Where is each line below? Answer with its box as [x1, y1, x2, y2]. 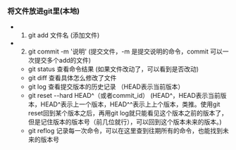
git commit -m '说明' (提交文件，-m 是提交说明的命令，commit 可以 [27, 47, 223, 56]
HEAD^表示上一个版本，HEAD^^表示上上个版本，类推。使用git [40, 100, 221, 108]
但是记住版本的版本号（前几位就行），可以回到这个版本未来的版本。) [27, 118, 222, 126]
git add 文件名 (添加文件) [27, 31, 100, 39]
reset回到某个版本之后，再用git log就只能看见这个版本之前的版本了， [27, 109, 228, 118]
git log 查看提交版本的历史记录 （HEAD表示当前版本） [27, 82, 185, 91]
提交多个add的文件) [34, 56, 92, 65]
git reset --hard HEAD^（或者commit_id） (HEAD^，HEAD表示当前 [27, 92, 221, 100]
